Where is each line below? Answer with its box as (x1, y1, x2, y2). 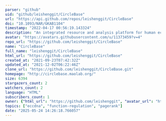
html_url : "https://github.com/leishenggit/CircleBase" (5, 53, 123, 58)
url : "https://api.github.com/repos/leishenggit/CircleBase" (5, 16, 134, 21)
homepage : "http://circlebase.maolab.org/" (5, 72, 96, 77)
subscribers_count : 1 (5, 94, 50, 99)
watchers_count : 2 (5, 85, 43, 90)
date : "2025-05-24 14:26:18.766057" (5, 108, 81, 114)
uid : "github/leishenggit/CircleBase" (5, 12, 85, 17)
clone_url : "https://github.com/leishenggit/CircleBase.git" (5, 67, 134, 72)
